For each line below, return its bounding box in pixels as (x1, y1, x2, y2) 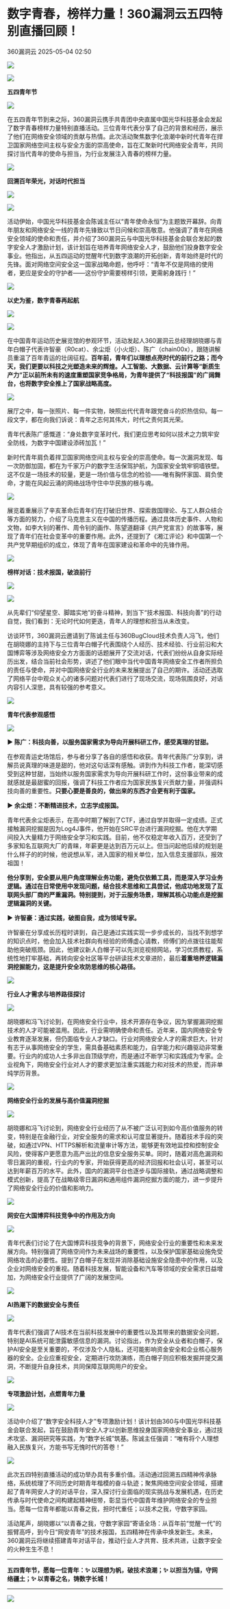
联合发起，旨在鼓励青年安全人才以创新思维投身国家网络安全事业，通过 (18, 1425, 217, 1434)
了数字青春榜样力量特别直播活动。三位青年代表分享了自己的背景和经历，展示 (7, 124, 223, 132)
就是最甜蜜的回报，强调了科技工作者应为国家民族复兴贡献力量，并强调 (18, 778, 217, 786)
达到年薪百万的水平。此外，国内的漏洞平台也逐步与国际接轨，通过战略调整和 (7, 1166, 223, 1175)
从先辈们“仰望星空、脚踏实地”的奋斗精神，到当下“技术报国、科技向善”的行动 (7, 608, 222, 616)
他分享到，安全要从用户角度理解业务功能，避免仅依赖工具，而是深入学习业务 (7, 873, 223, 882)
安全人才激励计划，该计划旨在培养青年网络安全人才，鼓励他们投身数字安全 (12, 243, 223, 251)
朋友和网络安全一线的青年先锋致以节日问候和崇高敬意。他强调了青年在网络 (12, 226, 223, 234)
